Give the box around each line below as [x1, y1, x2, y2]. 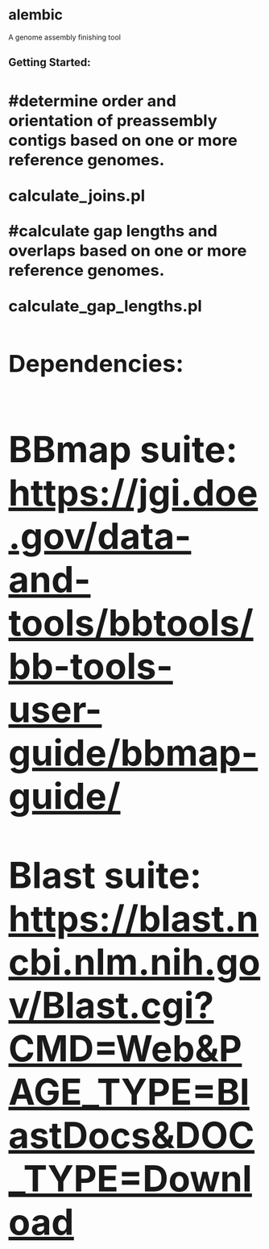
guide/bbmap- [8, 731, 259, 775]
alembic [8, 6, 63, 24]
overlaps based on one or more [8, 240, 247, 261]
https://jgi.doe [8, 470, 259, 515]
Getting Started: [8, 56, 91, 69]
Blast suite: [8, 853, 202, 897]
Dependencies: [8, 348, 184, 378]
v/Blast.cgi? [8, 983, 214, 1027]
